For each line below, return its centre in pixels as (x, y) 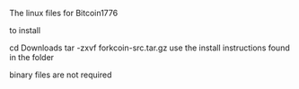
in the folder (32, 57)
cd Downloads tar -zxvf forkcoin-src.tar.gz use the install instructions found (149, 48)
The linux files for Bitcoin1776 (64, 13)
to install (25, 30)
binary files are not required (61, 75)
